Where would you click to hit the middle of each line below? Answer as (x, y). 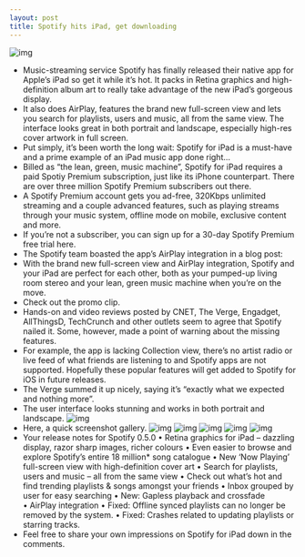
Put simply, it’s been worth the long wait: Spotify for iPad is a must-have (158, 147)
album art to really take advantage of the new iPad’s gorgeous (177, 89)
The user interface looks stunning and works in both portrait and (143, 408)
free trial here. (49, 244)
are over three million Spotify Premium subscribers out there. (137, 186)
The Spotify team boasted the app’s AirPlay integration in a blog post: (153, 253)
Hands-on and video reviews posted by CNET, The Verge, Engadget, (151, 311)
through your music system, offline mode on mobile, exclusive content (154, 215)
